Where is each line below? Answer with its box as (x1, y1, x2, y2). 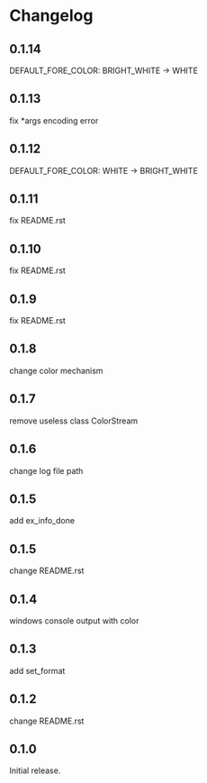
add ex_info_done (9, 515, 75, 526)
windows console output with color (9, 615, 139, 626)
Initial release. (9, 765, 61, 776)
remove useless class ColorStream (9, 415, 139, 426)
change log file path (9, 465, 84, 476)
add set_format (9, 665, 66, 676)
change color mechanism (9, 365, 103, 376)
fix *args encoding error (9, 114, 99, 126)
